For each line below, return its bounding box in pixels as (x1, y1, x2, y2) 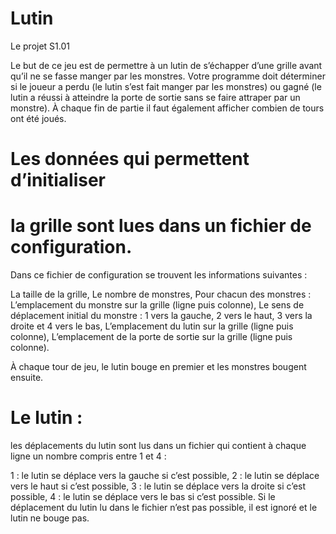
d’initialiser (10, 169, 106, 192)
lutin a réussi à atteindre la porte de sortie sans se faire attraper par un (10, 91, 301, 103)
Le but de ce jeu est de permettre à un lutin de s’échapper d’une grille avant (10, 59, 323, 71)
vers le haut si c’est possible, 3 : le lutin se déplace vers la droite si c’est (10, 480, 307, 492)
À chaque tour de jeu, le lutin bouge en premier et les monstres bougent (10, 361, 307, 373)
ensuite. (10, 372, 44, 384)
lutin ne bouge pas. (10, 512, 90, 524)
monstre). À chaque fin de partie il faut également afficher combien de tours (10, 102, 325, 114)
